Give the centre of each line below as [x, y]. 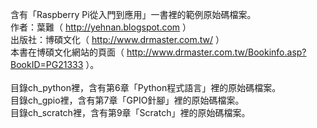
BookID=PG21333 [47, 64]
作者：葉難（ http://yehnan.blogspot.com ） [101, 27]
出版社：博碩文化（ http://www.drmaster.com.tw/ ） [117, 39]
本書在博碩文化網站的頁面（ [67, 52]
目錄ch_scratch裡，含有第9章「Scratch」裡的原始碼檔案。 [130, 112]
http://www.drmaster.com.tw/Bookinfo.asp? [216, 52]
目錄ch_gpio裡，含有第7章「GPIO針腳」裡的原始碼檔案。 [127, 100]
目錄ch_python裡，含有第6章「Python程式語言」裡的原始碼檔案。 [146, 87]
